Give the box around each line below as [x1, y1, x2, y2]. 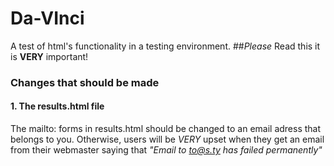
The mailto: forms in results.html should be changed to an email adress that [10, 123, 322, 135]
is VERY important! [10, 50, 89, 62]
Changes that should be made [10, 75, 160, 89]
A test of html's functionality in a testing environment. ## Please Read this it [10, 40, 321, 52]
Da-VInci [10, 7, 85, 30]
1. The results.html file [10, 100, 105, 112]
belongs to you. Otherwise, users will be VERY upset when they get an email [10, 133, 325, 146]
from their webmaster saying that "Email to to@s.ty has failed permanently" [10, 144, 323, 156]
